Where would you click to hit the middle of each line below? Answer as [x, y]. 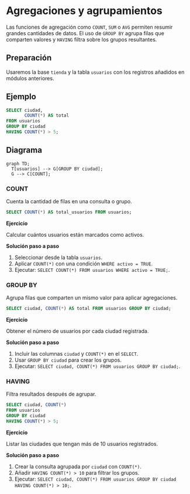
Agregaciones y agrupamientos [84, 11]
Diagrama [24, 150]
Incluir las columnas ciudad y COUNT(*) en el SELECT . [76, 354]
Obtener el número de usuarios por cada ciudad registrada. [77, 331]
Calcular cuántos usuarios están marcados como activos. [75, 234]
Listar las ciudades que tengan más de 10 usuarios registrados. [82, 444]
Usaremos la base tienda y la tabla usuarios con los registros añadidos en [95, 72]
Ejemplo [21, 97]
